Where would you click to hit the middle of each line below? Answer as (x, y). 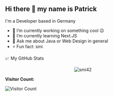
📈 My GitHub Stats (25, 58)
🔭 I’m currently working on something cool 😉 (58, 31)
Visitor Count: (20, 79)
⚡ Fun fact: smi (27, 46)
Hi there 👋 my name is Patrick (51, 9)
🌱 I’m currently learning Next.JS (45, 35)
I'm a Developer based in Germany (40, 21)
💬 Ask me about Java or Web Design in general (60, 41)
